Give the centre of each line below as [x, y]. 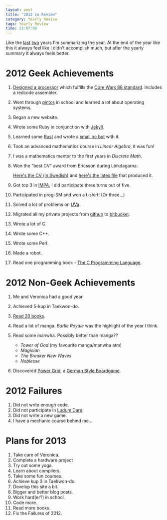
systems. [22, 107]
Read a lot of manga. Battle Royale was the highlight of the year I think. [86, 326]
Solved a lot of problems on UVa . [47, 204]
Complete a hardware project [43, 460]
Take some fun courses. [38, 476]
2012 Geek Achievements [60, 73]
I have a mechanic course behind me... [53, 420]
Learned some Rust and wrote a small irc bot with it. [66, 137]
